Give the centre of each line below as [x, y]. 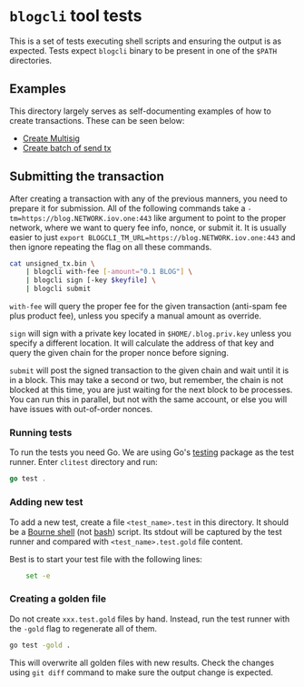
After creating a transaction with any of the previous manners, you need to [148, 198]
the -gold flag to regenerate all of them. [83, 628]
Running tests [41, 432]
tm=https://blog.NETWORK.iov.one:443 [81, 218]
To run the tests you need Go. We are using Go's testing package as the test [152, 452]
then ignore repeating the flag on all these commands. [111, 247]
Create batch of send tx [67, 147]
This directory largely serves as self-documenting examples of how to [141, 111]
